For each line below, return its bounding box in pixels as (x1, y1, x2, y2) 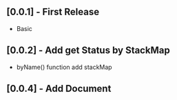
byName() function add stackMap (16, 63, 112, 71)
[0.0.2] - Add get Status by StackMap (6, 45, 170, 57)
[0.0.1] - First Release (6, 6, 100, 18)
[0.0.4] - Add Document (6, 83, 112, 94)
